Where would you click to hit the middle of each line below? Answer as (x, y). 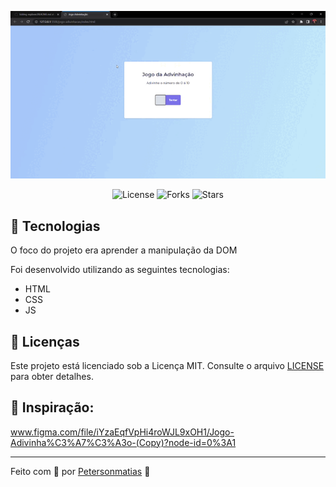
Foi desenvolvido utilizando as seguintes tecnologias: (120, 270)
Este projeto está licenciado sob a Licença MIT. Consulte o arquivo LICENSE (167, 365)
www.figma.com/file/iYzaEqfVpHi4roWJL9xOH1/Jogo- (122, 432)
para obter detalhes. (52, 376)
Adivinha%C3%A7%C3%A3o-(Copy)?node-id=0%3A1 (123, 442)
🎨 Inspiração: (52, 407)
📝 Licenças (45, 341)
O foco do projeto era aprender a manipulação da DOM (124, 250)
